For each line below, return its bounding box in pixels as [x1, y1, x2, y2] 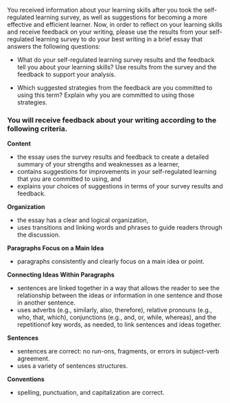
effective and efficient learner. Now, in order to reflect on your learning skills [7, 21, 223, 28]
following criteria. [7, 124, 68, 133]
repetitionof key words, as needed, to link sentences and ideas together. [16, 320, 222, 329]
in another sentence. [16, 298, 76, 307]
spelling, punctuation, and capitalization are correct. [16, 389, 165, 397]
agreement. [16, 354, 50, 363]
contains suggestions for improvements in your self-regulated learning [16, 168, 217, 176]
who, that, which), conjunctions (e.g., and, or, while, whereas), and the [16, 313, 217, 322]
